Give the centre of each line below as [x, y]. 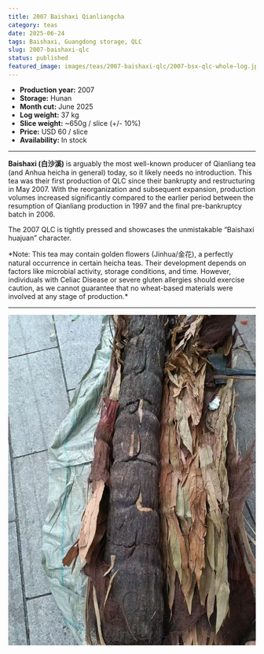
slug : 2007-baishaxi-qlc [49, 50]
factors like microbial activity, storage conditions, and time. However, [120, 271]
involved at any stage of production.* [68, 296]
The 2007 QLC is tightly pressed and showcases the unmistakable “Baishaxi [131, 229]
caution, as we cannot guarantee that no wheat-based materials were [121, 288]
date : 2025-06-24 [37, 33]
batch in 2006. [32, 214]
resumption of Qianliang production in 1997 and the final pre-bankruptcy [125, 205]
